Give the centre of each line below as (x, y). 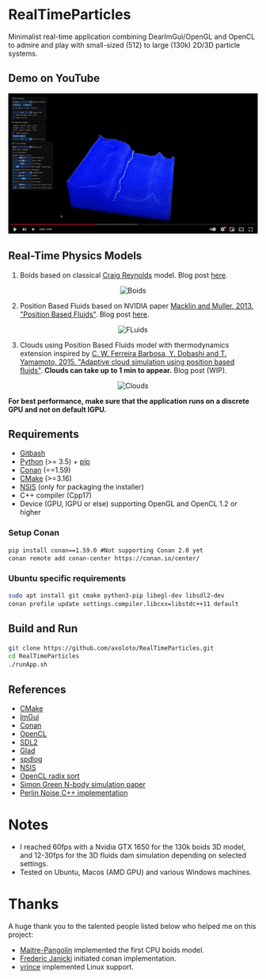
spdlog (31, 758)
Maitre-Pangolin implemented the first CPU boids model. (112, 950)
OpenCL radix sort (50, 776)
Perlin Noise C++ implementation (74, 793)
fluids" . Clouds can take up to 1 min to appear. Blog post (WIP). (123, 370)
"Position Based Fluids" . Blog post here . (84, 314)
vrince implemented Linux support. (77, 966)
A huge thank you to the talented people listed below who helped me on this (132, 926)
